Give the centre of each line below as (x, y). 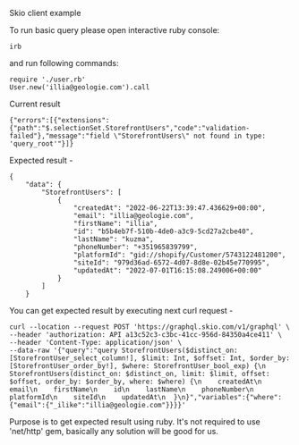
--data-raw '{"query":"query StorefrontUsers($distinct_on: (124, 350)
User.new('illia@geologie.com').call (80, 88)
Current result (35, 104)
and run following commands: (64, 63)
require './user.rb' (48, 80)
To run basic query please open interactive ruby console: (115, 30)
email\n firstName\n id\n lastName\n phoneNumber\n (132, 390)
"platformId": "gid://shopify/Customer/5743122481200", (179, 255)
